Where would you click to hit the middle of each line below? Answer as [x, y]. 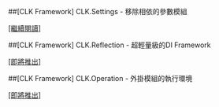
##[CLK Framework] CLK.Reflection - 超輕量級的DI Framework [109, 45]
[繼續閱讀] [25, 28]
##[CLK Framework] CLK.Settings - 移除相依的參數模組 [98, 11]
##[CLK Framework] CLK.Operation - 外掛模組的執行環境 [100, 78]
